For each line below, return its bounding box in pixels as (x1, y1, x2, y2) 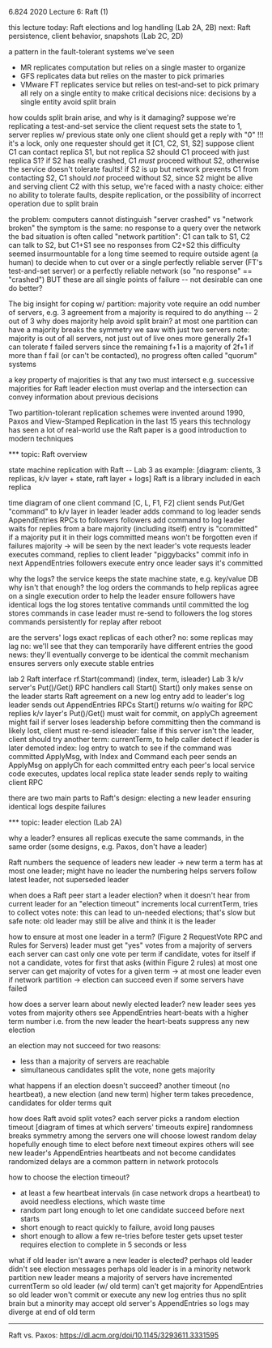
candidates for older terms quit (8, 1098, 112, 1107)
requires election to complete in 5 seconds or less (19, 1239, 188, 1249)
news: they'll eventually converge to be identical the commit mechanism (8, 650, 249, 659)
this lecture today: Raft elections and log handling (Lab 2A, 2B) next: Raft (8, 23, 251, 32)
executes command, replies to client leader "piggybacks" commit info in (8, 550, 249, 559)
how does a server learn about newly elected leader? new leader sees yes (8, 1000, 257, 1009)
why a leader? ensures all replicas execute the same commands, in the (8, 834, 244, 842)
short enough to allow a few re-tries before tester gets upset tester (19, 1231, 244, 1240)
